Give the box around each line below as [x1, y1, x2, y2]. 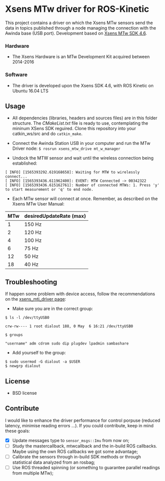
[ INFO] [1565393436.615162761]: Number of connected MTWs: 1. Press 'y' [5, 183, 160, 188]
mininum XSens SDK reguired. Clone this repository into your [12, 126, 136, 132]
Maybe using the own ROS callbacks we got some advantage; [12, 448, 138, 454]
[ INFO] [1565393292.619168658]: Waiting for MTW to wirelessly [5, 170, 140, 175]
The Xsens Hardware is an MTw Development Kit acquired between [12, 54, 150, 60]
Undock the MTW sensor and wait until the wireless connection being [12, 155, 154, 161]
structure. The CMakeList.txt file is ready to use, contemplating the [12, 120, 149, 126]
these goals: [5, 428, 31, 434]
